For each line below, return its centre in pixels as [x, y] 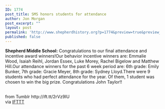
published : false [23, 37]
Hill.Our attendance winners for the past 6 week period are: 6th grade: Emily [82, 66]
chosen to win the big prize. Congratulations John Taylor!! [64, 82]
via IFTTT [15, 102]
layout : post [18, 28]
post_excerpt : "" [23, 23]
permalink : [16, 32]
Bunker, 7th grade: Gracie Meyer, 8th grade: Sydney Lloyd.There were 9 [78, 71]
